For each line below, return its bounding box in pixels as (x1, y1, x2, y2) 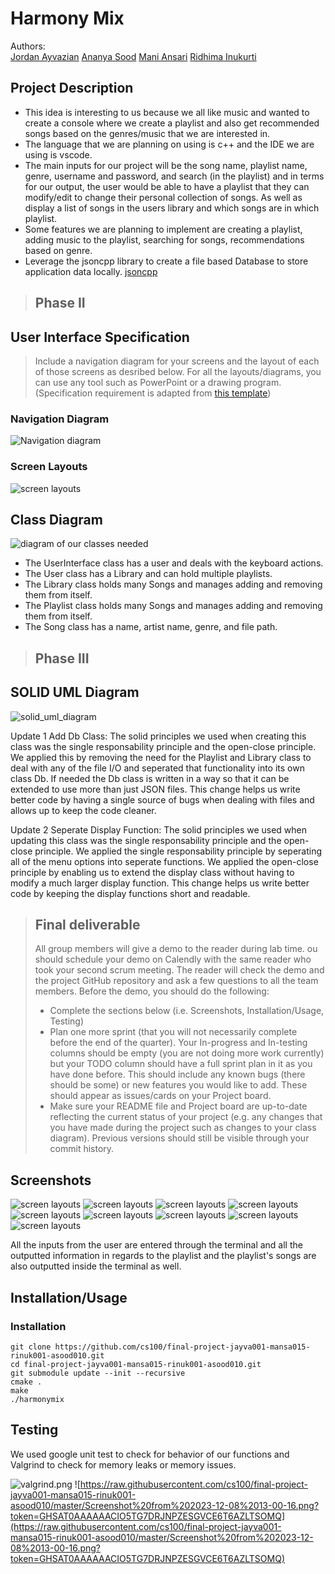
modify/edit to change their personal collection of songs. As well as (24, 191, 303, 203)
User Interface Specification (10, 328, 190, 346)
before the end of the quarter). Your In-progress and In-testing (49, 1037, 308, 1049)
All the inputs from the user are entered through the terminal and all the (10, 1239, 303, 1251)
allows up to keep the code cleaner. (10, 804, 157, 816)
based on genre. (24, 244, 93, 256)
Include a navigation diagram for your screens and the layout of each (34, 355, 320, 367)
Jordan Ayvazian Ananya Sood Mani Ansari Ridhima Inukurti (10, 50, 257, 62)
